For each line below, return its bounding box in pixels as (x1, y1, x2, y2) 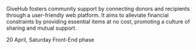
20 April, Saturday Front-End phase (6, 36, 95, 43)
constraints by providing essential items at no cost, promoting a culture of (6, 18, 191, 25)
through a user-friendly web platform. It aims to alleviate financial (6, 11, 169, 19)
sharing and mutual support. (6, 24, 77, 31)
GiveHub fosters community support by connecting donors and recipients (6, 5, 190, 12)
